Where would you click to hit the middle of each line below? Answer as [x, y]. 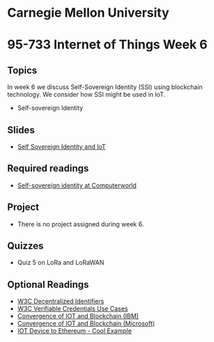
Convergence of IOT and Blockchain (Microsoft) [86, 324]
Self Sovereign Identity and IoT [61, 147]
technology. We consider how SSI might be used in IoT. [86, 95]
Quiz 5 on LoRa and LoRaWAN [61, 263]
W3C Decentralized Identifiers [61, 302]
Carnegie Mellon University [88, 13]
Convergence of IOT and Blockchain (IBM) [78, 316]
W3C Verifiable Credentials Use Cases [72, 309]
